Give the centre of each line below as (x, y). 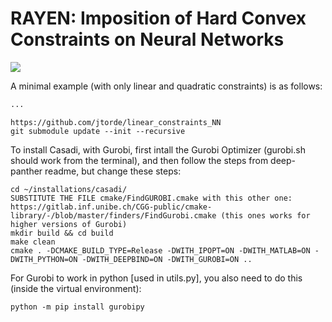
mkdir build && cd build (62, 233)
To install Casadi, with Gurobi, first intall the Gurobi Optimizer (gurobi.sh (158, 149)
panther (26, 171)
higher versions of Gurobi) (69, 224)
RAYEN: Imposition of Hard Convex (158, 18)
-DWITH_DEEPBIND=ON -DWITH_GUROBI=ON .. (167, 259)
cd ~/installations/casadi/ (69, 189)
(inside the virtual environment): (76, 288)
